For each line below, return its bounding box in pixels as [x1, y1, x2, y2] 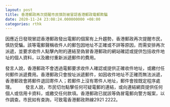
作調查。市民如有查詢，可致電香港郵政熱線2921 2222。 [5, 96, 120, 103]
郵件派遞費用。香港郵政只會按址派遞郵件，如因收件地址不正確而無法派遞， [9, 71, 165, 78]
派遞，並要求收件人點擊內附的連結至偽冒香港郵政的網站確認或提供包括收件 [5, 48, 160, 54]
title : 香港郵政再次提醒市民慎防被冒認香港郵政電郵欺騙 [5, 12, 108, 17]
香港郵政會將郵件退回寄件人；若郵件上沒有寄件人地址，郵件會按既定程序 [5, 78, 156, 84]
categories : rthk [5, 21, 42, 27]
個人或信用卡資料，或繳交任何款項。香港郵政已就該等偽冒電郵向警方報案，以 [5, 90, 165, 96]
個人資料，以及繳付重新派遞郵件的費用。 [14, 55, 99, 61]
